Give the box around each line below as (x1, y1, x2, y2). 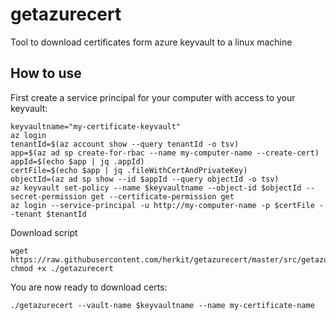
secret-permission (10, 191, 87, 202)
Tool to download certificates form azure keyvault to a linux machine (10, 36, 293, 48)
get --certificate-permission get (90, 191, 235, 202)
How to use (10, 65, 82, 82)
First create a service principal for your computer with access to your (10, 91, 296, 103)
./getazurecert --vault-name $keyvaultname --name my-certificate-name (10, 300, 315, 310)
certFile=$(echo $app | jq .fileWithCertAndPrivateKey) (10, 165, 248, 175)
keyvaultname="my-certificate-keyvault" (10, 121, 182, 132)
